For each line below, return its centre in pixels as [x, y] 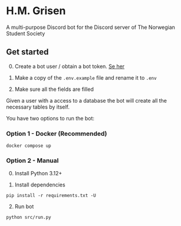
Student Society [26, 33]
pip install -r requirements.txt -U [51, 196]
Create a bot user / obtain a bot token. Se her [70, 66]
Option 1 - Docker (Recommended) [57, 133]
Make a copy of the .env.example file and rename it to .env [86, 77]
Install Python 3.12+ [38, 173]
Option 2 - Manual [32, 161]
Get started [27, 52]
